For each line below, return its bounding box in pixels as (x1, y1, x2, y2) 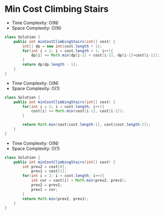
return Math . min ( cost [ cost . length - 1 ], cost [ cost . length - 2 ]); (22, 122, 151, 127)
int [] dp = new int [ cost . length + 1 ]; (22, 43, 102, 49)
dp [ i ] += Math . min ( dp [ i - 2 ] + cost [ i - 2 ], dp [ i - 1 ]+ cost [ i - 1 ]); (31, 53, 160, 58)
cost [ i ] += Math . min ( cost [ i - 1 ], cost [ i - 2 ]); (31, 108, 124, 114)
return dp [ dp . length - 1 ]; (22, 62, 78, 67)
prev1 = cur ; (31, 187, 58, 192)
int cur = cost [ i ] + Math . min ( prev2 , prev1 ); (31, 178, 126, 183)
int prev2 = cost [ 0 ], (22, 164, 67, 169)
